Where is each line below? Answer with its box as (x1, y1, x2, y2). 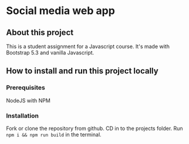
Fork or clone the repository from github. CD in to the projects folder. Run (6, 125, 183, 132)
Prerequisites (6, 84, 45, 92)
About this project (6, 28, 74, 37)
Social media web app (6, 4, 116, 18)
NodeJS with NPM (6, 97, 51, 104)
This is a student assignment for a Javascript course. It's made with (6, 43, 170, 50)
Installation (6, 111, 39, 119)
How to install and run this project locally (6, 66, 158, 76)
